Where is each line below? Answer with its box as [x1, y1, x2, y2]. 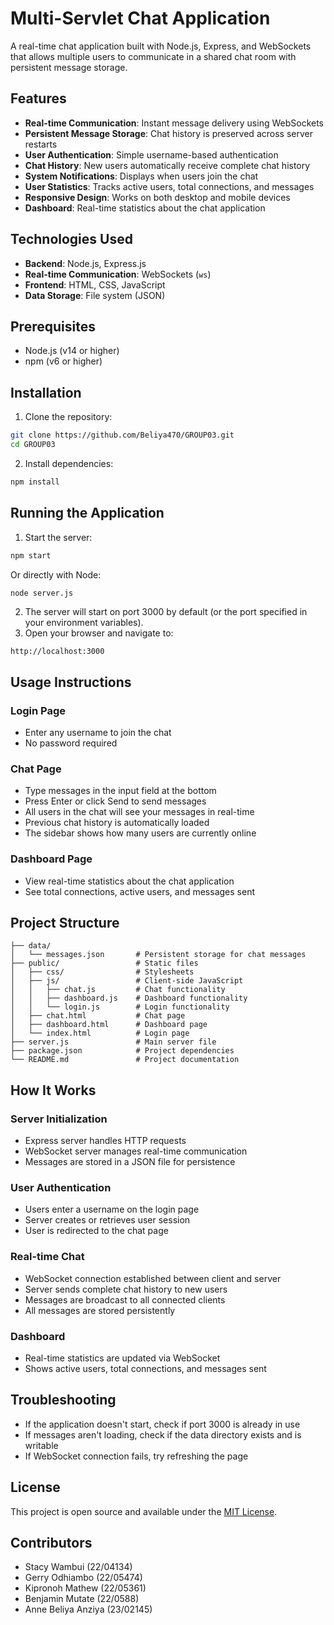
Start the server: [24, 531, 93, 543]
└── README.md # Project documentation [10, 1055, 240, 1065]
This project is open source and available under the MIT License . [10, 1505, 278, 1517]
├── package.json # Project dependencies [10, 1046, 235, 1056]
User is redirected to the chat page [24, 1225, 169, 1237]
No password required [24, 737, 118, 749]
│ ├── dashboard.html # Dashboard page [10, 1020, 208, 1030]
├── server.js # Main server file [10, 1037, 217, 1047]
